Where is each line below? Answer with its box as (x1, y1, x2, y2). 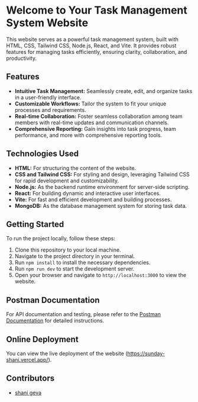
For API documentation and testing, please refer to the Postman (6, 311, 161, 318)
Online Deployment (6, 334, 79, 344)
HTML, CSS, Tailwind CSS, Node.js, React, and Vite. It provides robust (6, 42, 177, 49)
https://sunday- (126, 350, 165, 357)
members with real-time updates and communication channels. (14, 119, 169, 126)
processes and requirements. (14, 106, 87, 113)
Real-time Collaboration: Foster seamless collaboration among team (14, 112, 183, 120)
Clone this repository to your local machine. (14, 246, 121, 253)
